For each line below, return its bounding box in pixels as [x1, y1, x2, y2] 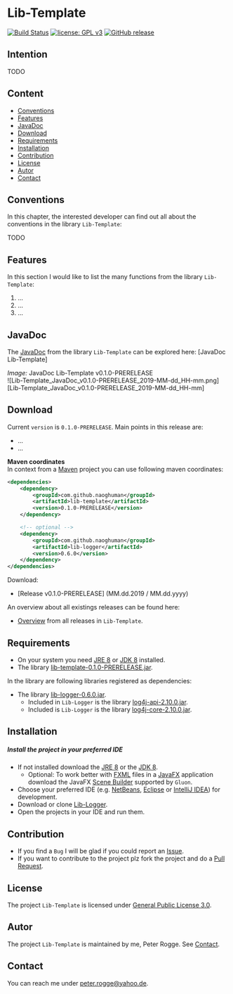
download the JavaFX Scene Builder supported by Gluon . [27, 778, 193, 787]
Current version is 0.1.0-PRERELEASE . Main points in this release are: [7, 422, 204, 431]
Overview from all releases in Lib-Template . [17, 617, 143, 625]
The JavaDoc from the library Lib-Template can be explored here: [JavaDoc [7, 348, 226, 356]
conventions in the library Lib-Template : [7, 220, 122, 228]
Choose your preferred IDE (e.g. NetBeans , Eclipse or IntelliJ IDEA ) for [17, 785, 221, 794]
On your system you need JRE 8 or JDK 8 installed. [17, 656, 166, 664]
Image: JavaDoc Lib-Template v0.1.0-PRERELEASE [7, 369, 153, 377]
